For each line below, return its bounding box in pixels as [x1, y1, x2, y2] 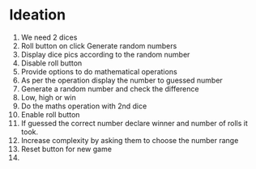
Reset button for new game [20, 144, 113, 154]
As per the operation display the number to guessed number [20, 75, 224, 85]
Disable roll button [20, 58, 83, 68]
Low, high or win [20, 92, 76, 102]
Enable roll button [20, 109, 80, 119]
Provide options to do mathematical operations [20, 66, 177, 76]
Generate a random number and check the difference [20, 83, 199, 94]
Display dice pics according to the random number [20, 49, 190, 59]
